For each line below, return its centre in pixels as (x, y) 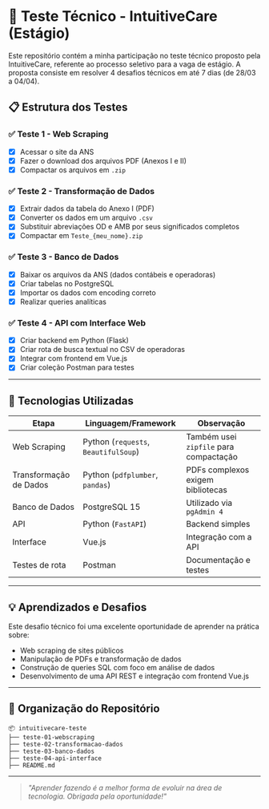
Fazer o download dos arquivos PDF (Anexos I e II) (103, 160)
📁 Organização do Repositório (84, 709)
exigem (200, 480)
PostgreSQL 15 (112, 507)
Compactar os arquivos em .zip (73, 170)
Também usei (211, 437)
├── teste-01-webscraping (51, 737)
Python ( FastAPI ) (115, 524)
